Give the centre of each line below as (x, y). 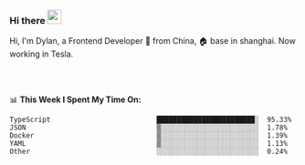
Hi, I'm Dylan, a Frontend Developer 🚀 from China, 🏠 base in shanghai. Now (153, 41)
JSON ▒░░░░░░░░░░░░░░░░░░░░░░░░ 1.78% (148, 128)
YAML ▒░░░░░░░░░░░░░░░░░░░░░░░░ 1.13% (148, 144)
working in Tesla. (42, 54)
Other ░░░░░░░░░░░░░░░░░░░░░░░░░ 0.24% (148, 152)
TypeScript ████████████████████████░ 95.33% (151, 120)
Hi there (27, 20)
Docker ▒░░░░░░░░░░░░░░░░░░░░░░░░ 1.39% (148, 136)
